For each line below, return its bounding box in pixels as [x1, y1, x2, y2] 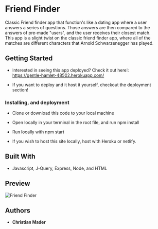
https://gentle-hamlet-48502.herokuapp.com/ [12, 72, 105, 78]
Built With [5, 152, 35, 161]
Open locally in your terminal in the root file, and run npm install [12, 120, 140, 125]
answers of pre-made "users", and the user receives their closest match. [5, 30, 151, 35]
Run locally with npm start [12, 129, 65, 135]
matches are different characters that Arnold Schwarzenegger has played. [5, 40, 154, 46]
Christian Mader [12, 219, 46, 225]
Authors [5, 207, 31, 215]
